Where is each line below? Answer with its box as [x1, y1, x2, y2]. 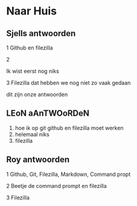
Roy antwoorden [6, 155, 70, 165]
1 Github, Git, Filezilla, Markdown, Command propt [6, 170, 131, 178]
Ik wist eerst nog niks [6, 67, 59, 75]
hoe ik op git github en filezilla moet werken [14, 124, 124, 131]
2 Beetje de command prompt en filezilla [6, 182, 107, 189]
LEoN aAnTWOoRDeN [6, 108, 89, 119]
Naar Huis [6, 4, 57, 18]
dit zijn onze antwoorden [6, 91, 68, 98]
